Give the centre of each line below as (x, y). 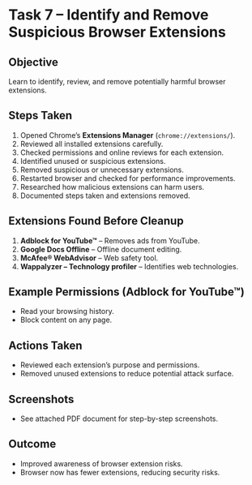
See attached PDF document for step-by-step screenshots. (119, 418)
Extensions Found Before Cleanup (96, 221)
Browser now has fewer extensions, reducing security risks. (120, 472)
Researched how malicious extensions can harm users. (112, 187)
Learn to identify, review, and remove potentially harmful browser (117, 82)
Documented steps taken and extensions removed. (105, 195)
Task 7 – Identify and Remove (109, 15)
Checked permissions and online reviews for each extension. (122, 152)
